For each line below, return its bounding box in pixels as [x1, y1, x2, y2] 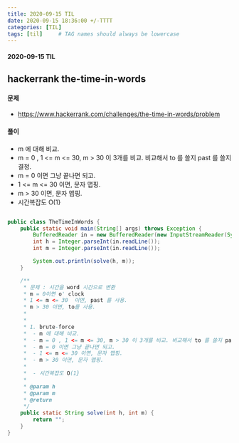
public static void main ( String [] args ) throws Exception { [20, 225, 202, 232]
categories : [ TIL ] [7, 24, 62, 31]
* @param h [23, 382, 55, 390]
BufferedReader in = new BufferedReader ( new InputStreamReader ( [33, 231, 228, 239]
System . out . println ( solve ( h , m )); [33, 258, 135, 265]
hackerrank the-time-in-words [7, 73, 147, 85]
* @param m [23, 390, 55, 397]
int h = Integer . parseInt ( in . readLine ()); [33, 238, 161, 246]
